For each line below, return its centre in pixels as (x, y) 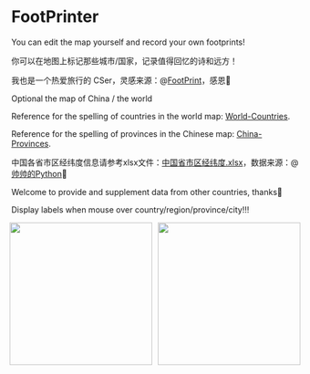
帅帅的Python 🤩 (39, 173)
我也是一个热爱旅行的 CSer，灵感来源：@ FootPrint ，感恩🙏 (121, 80)
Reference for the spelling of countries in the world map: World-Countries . (151, 116)
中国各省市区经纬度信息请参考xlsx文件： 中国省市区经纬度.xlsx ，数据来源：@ (155, 162)
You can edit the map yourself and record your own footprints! (128, 42)
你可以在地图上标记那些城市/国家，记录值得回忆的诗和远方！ (125, 60)
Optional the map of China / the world (82, 99)
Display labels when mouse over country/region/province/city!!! (130, 209)
